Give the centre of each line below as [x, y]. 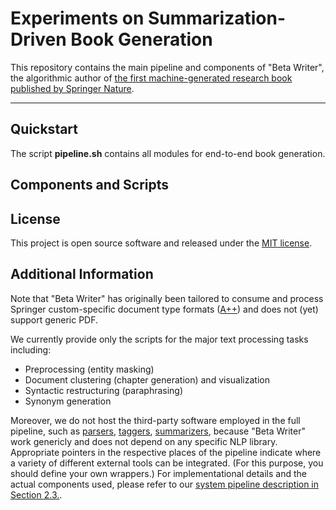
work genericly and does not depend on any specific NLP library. [144, 441]
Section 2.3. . [36, 494]
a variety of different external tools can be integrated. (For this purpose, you [167, 463]
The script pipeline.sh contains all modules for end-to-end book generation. [168, 153]
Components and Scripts [90, 185]
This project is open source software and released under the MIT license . [161, 243]
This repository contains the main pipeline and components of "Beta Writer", [167, 67]
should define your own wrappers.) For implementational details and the [158, 473]
